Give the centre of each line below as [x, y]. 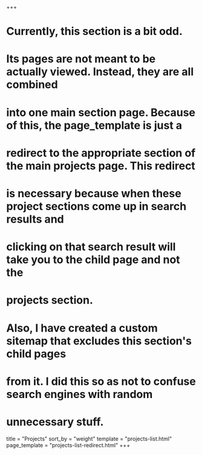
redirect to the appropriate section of [101, 153]
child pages [36, 354]
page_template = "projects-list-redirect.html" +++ [68, 445]
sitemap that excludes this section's [99, 341]
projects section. [50, 300]
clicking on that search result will [91, 247]
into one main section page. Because [101, 112]
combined [32, 85]
